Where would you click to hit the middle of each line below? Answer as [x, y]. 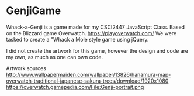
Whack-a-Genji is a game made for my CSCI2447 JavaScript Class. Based [96, 27]
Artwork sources [26, 68]
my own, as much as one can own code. [55, 57]
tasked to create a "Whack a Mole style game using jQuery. [77, 39]
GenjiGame [34, 11]
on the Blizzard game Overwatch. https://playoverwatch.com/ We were [91, 33]
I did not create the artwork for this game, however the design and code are [97, 50]
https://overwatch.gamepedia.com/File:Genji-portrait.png [75, 87]
